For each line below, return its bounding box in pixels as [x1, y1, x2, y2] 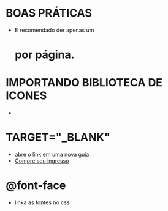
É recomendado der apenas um [14, 26, 94, 34]
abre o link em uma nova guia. [14, 150, 91, 158]
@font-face [6, 179, 66, 193]
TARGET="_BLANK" [6, 130, 111, 144]
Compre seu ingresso [14, 157, 69, 165]
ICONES [6, 89, 47, 103]
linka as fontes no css [14, 199, 70, 206]
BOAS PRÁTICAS [6, 6, 93, 20]
